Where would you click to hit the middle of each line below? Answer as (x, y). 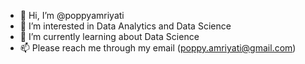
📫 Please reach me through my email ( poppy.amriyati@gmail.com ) (158, 48)
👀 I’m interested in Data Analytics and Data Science (125, 26)
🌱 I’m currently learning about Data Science (109, 36)
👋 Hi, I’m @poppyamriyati (72, 15)
